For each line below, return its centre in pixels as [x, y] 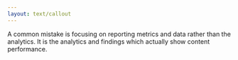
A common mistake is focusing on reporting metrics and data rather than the [119, 34]
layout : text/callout [39, 14]
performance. [27, 49]
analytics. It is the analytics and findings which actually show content [109, 41]
